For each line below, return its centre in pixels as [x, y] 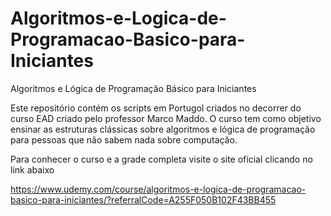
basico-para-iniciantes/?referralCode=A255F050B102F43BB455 [143, 199]
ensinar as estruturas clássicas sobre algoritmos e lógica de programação [163, 129]
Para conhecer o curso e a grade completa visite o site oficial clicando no [161, 159]
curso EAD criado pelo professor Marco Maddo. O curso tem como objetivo [166, 118]
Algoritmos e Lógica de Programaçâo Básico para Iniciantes [133, 88]
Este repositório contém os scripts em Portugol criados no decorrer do [156, 108]
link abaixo [32, 169]
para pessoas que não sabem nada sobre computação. [124, 139]
